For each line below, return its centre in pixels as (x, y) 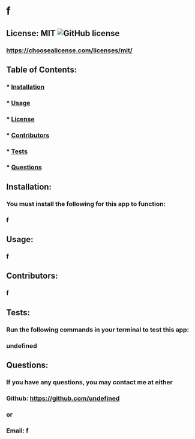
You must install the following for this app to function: (86, 204)
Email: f (17, 431)
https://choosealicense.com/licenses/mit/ (70, 50)
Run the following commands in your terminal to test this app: (98, 330)
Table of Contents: (42, 69)
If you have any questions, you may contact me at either (89, 382)
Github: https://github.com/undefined (63, 398)
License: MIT (31, 33)
